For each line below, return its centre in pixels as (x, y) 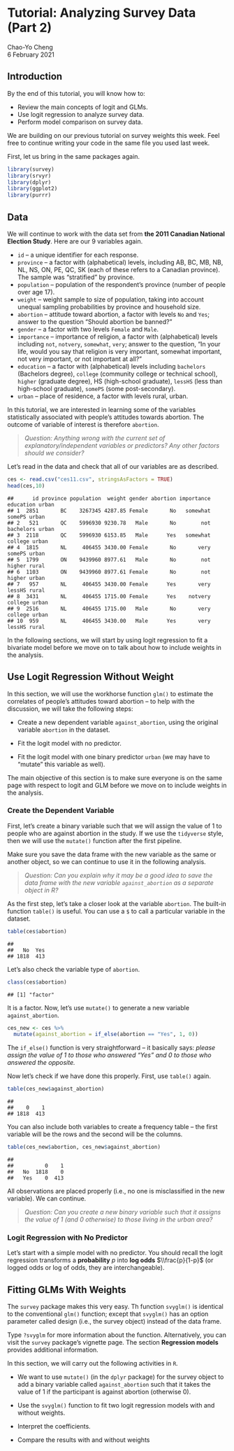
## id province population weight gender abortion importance (109, 498)
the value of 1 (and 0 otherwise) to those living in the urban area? (118, 1219)
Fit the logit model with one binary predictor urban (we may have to (114, 756)
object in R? (41, 890)
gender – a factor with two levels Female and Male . (88, 329)
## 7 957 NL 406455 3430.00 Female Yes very (109, 584)
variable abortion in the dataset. (64, 730)
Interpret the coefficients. (54, 1427)
